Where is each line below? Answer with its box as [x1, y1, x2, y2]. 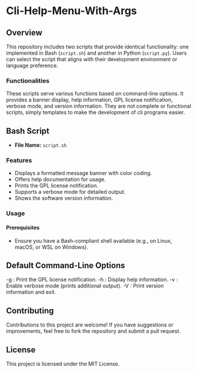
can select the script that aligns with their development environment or [6, 56, 178, 62]
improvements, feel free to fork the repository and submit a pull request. [6, 328, 181, 335]
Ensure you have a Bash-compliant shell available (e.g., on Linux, [14, 237, 172, 244]
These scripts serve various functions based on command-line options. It [6, 90, 184, 97]
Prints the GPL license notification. [14, 182, 99, 189]
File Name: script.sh [14, 141, 67, 148]
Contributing [6, 305, 54, 316]
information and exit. [6, 289, 56, 296]
